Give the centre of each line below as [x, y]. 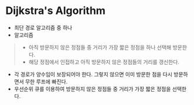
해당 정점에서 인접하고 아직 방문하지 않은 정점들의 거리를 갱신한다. [104, 62]
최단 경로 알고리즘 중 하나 [43, 27]
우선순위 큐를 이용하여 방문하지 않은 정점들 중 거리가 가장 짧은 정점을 [92, 89]
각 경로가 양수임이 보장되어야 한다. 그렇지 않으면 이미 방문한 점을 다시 [93, 74]
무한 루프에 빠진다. [46, 81]
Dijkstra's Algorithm [56, 11]
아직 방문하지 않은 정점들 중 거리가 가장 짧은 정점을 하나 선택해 [100, 47]
